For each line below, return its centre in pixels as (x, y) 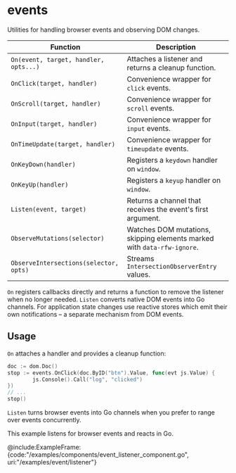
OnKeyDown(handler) (43, 164)
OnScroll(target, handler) (56, 103)
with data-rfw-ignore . (163, 247)
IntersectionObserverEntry (172, 266)
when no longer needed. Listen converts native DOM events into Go (106, 299)
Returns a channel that (164, 201)
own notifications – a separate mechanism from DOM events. (96, 314)
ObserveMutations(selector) (58, 238)
